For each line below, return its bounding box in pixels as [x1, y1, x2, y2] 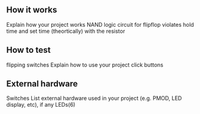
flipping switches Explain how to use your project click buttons [6, 61, 163, 69]
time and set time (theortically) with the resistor [6, 27, 126, 35]
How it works [6, 5, 57, 15]
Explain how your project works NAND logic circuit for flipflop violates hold [6, 21, 194, 28]
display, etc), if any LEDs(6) [6, 101, 76, 109]
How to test [6, 45, 51, 55]
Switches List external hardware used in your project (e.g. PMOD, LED [6, 95, 182, 102]
